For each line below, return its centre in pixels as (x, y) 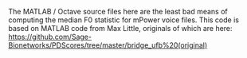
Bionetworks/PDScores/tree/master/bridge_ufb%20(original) (108, 45)
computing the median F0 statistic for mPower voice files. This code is (123, 20)
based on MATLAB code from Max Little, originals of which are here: (120, 28)
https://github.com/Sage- (50, 37)
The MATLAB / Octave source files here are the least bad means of (118, 12)
